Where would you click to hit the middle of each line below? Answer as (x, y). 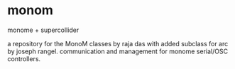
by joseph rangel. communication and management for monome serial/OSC (118, 51)
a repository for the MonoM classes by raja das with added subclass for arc (118, 43)
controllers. (24, 58)
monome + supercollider (43, 30)
